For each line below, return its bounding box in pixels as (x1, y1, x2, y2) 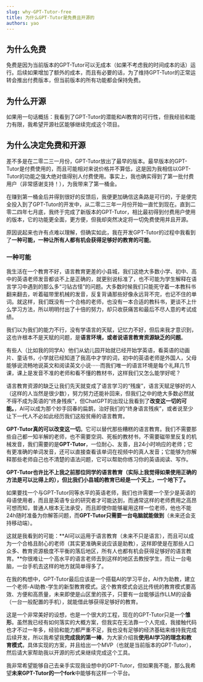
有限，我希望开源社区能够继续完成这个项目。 (11, 121, 123, 128)
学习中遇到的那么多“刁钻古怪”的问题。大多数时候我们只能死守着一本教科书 (11, 283, 196, 290)
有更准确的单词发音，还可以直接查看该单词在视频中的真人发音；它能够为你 (6, 448, 192, 455)
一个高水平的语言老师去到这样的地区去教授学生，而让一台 (43, 555, 187, 563)
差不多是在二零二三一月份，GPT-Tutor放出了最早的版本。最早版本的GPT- (6, 157, 188, 164)
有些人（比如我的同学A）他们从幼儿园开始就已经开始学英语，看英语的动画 (6, 347, 190, 354)
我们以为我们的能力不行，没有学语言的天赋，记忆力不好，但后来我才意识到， (6, 326, 197, 333)
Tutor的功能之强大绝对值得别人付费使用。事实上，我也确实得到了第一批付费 (6, 172, 195, 179)
